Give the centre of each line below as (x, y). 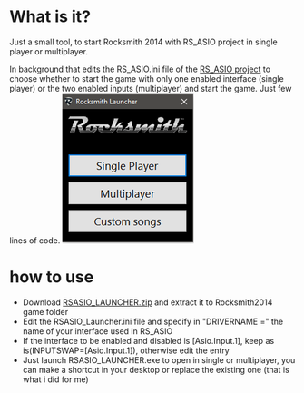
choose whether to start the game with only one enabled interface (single (147, 78)
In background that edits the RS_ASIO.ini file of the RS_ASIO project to (140, 69)
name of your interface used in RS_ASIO (98, 331)
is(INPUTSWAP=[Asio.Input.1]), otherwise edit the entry (126, 350)
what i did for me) (55, 379)
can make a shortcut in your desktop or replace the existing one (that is (156, 369)
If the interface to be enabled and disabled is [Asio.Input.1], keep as (148, 340)
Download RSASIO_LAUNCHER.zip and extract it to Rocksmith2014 (147, 302)
